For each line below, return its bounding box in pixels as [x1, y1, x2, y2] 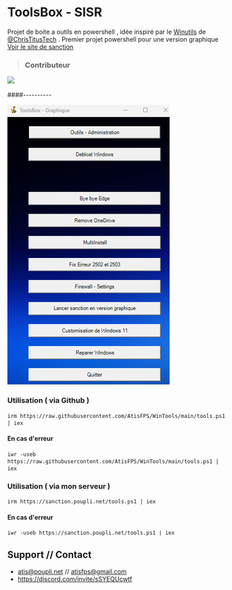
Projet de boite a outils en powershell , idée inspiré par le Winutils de [7, 27, 207, 36]
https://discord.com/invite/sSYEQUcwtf [17, 575, 133, 584]
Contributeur [24, 60, 71, 70]
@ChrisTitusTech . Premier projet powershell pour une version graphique [7, 35, 219, 43]
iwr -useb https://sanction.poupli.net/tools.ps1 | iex [7, 529, 175, 536]
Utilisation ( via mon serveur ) [7, 481, 111, 491]
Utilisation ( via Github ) [7, 395, 90, 405]
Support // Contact [7, 548, 92, 560]
